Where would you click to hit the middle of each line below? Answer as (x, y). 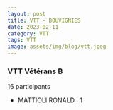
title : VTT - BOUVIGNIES (44, 20)
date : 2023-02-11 (33, 27)
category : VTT (28, 33)
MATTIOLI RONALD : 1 (50, 100)
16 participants (29, 87)
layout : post (27, 14)
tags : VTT (22, 40)
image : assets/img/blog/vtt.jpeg (57, 47)
